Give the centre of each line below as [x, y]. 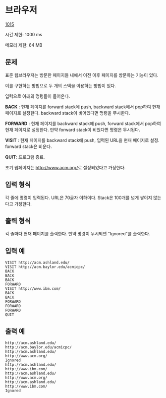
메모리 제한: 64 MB [24, 45]
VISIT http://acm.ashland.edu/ [37, 263]
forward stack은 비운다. [28, 146]
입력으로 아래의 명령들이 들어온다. [38, 96]
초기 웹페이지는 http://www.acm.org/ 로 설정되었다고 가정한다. [65, 167]
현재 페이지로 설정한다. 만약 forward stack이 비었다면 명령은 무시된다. [73, 130]
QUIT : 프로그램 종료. [25, 157]
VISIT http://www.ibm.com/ [33, 289]
